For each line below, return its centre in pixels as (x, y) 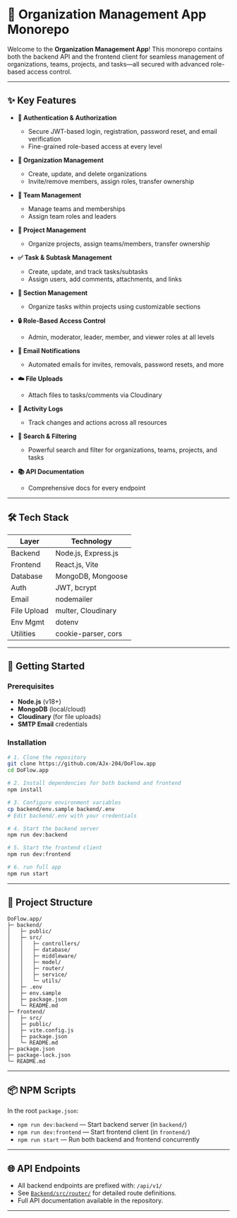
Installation (27, 742)
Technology (91, 541)
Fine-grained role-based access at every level (95, 146)
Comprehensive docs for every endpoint (87, 488)
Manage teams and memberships (77, 209)
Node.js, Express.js (87, 553)
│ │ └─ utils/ (34, 981)
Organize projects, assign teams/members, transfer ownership (119, 243)
